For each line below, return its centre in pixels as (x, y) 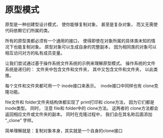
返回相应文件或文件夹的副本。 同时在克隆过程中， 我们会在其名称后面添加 (79, 114)
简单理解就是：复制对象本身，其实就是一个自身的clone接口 (64, 130)
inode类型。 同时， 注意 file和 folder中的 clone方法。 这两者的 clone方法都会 (82, 108)
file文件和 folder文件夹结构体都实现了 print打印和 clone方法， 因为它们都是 (80, 102)
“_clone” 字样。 (20, 120)
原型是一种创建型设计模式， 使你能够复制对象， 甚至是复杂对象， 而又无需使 (81, 24)
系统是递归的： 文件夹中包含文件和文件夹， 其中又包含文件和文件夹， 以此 (79, 69)
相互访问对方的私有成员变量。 (35, 53)
